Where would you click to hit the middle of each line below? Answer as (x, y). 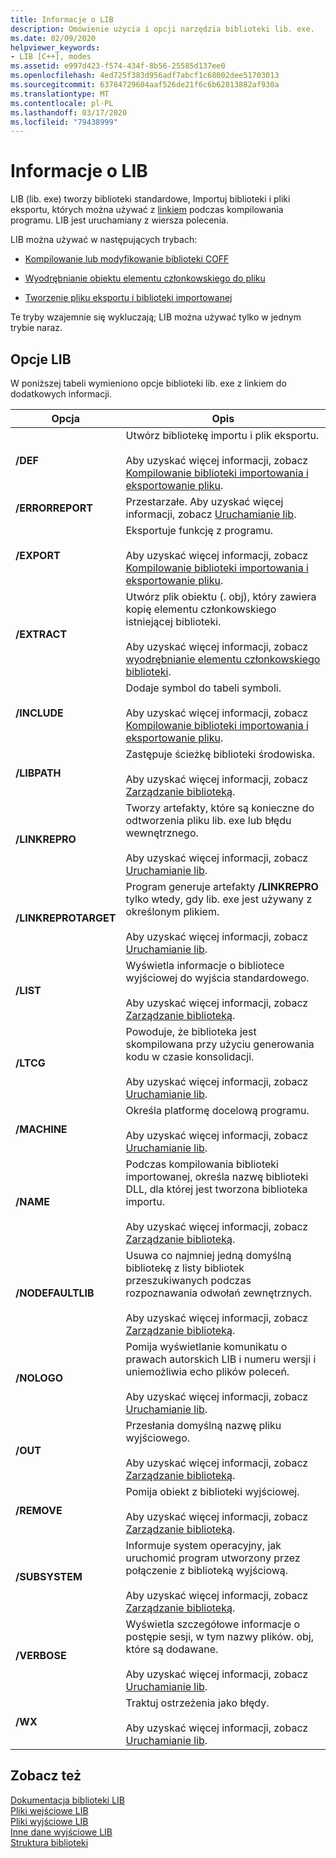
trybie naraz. (36, 328)
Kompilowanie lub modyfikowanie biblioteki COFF (127, 259)
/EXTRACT (41, 634)
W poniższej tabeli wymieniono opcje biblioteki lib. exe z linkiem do (148, 383)
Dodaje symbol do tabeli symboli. (203, 688)
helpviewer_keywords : (55, 47)
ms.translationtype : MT (60, 94)
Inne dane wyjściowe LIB (61, 1832)
